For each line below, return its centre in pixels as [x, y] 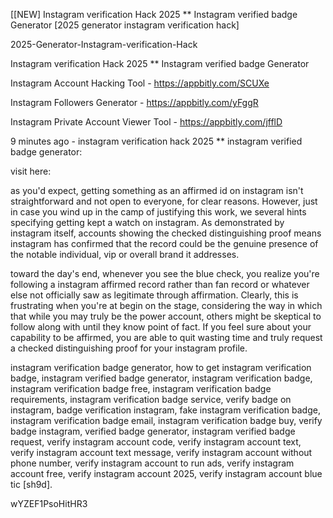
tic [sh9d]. [31, 484]
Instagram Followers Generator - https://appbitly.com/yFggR [134, 102]
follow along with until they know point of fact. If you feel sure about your [161, 327]
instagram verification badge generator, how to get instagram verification [161, 367]
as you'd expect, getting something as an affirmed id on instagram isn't [157, 190]
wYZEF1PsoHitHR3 [49, 503]
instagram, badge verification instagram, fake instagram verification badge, [165, 410]
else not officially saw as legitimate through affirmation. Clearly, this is [154, 295]
